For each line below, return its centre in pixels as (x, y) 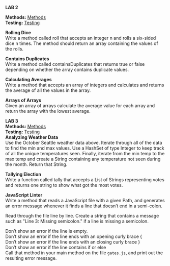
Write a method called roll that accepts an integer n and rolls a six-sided (81, 38)
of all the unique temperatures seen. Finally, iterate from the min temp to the (85, 153)
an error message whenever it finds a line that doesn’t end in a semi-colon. (84, 206)
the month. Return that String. (36, 164)
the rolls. (15, 49)
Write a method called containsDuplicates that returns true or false (75, 64)
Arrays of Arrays (23, 100)
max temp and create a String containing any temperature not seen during (83, 159)
